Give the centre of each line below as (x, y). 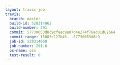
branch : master (25, 19)
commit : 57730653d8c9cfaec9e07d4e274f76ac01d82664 (62, 32)
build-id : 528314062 (30, 23)
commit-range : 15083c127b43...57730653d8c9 (55, 37)
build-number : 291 (29, 28)
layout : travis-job (25, 10)
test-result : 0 (25, 55)
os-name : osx (23, 50)
